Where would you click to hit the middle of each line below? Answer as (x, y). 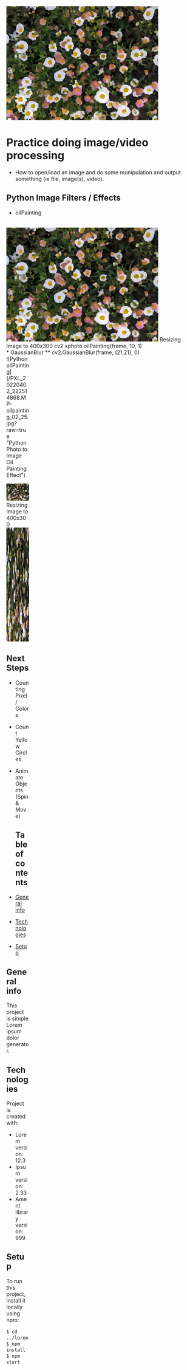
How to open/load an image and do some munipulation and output (98, 172)
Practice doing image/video (77, 143)
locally (15, 1307)
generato (18, 1044)
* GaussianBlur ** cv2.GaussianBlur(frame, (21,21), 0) (73, 352)
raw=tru (16, 430)
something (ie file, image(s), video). (59, 179)
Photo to (17, 449)
